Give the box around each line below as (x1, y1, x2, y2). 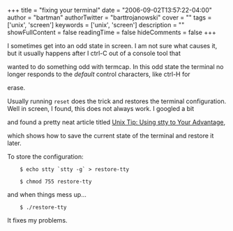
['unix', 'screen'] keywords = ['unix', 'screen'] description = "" (7, 21, 185, 29)
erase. (7, 84, 26, 91)
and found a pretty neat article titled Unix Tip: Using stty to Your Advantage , (7, 118, 225, 126)
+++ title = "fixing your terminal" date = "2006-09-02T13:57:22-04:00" (7, 6, 213, 14)
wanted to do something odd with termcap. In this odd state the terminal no (7, 63, 224, 70)
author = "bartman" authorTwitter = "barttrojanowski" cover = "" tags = (7, 13, 212, 22)
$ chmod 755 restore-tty (20, 178, 92, 185)
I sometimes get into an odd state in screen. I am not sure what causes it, (7, 42, 218, 50)
